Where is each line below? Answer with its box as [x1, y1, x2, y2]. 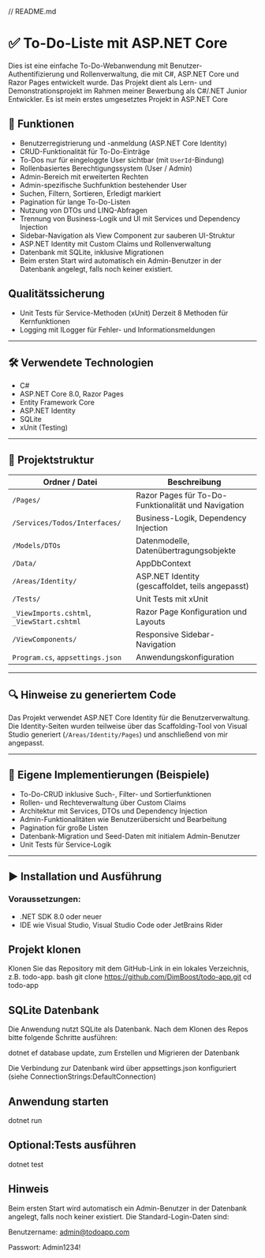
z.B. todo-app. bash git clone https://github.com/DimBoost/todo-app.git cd [8, 972, 252, 982]
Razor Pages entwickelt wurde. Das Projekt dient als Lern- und [8, 77, 212, 87]
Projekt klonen [8, 943, 81, 956]
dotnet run [8, 1115, 43, 1125]
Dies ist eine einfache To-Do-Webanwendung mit [8, 61, 168, 70]
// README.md [8, 7, 57, 16]
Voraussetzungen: [8, 894, 81, 905]
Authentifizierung [8, 69, 65, 78]
